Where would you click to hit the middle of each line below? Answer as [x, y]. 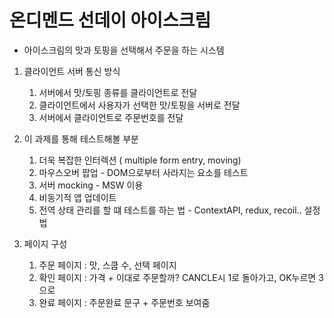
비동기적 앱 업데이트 [77, 197]
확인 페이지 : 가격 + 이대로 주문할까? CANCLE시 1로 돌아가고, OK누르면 [177, 277]
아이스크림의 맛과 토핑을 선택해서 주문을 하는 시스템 [124, 50]
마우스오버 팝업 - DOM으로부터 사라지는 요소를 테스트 [143, 172]
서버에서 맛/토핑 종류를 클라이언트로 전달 [118, 92]
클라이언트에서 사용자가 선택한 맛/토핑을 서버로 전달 [139, 105]
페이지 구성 [45, 243]
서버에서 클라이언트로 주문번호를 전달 [111, 117]
